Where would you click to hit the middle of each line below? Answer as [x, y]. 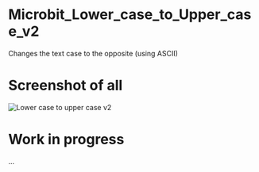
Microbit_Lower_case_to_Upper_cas [130, 15]
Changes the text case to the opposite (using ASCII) [93, 53]
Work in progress [66, 140]
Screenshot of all [66, 86]
